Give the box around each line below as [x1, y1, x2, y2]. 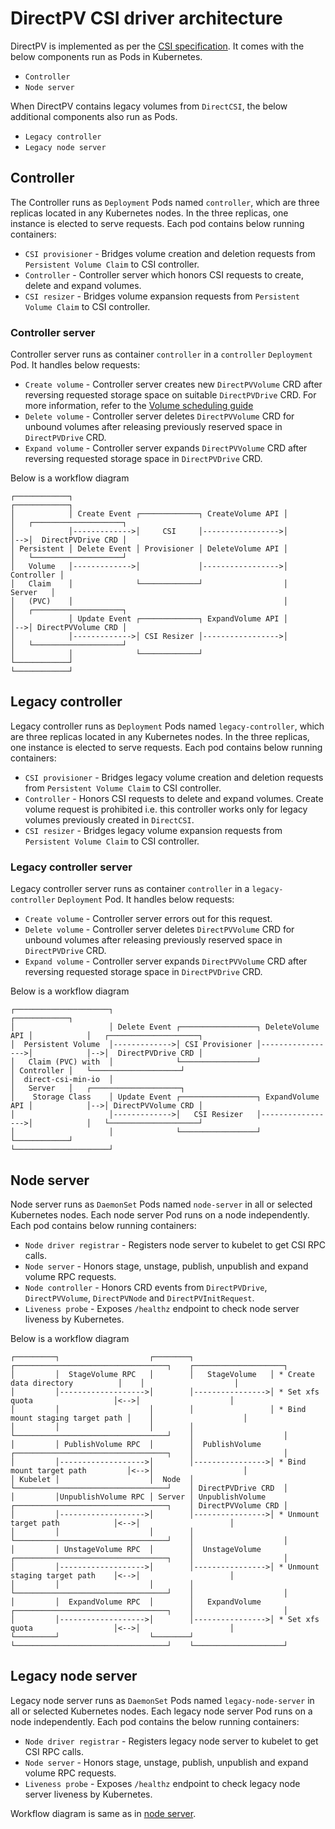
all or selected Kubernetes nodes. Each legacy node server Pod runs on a [10, 1705, 313, 1717]
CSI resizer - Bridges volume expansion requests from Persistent [24, 290, 300, 302]
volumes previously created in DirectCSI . [24, 813, 195, 826]
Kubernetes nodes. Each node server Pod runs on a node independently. [10, 1208, 310, 1221]
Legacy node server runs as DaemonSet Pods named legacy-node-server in [10, 1694, 315, 1706]
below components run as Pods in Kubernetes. [10, 50, 203, 62]
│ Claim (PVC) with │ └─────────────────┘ [10, 1057, 262, 1067]
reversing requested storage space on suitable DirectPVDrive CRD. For [24, 389, 317, 401]
